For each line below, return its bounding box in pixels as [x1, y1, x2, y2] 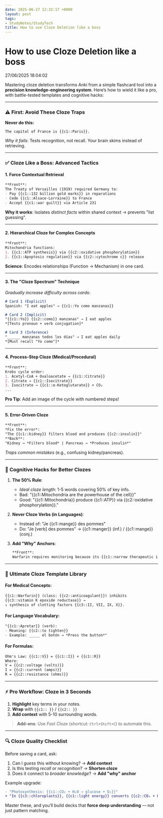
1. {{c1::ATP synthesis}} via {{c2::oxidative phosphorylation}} [5, 250, 140, 255]
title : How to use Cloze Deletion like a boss [5, 25, 101, 30]
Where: [5, 658, 18, 663]
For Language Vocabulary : [5, 613, 60, 619]
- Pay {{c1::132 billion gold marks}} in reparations [5, 191, 116, 197]
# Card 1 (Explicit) [5, 299, 47, 304]
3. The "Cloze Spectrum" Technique [5, 279, 80, 284]
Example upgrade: [5, 780, 42, 785]
